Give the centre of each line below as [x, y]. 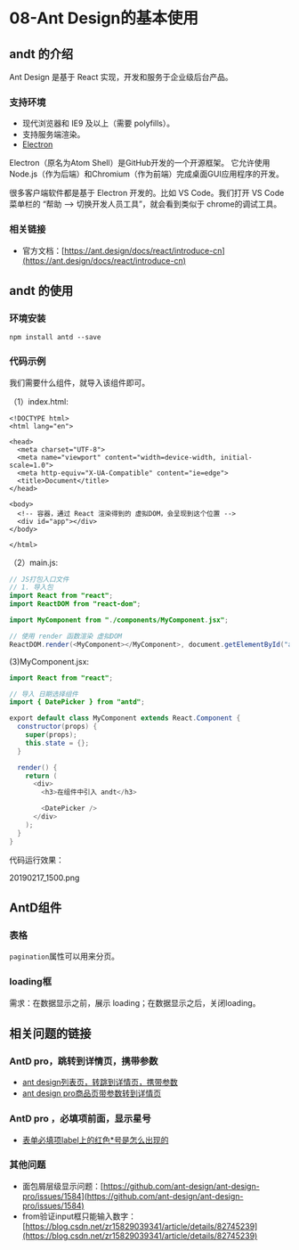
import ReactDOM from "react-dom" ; [75, 604]
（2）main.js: [34, 562]
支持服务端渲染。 [53, 135]
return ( [41, 776]
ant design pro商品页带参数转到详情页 [92, 1093]
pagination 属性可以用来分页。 [65, 956]
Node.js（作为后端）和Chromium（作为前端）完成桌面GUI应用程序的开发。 [147, 174]
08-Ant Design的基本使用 [104, 18]
